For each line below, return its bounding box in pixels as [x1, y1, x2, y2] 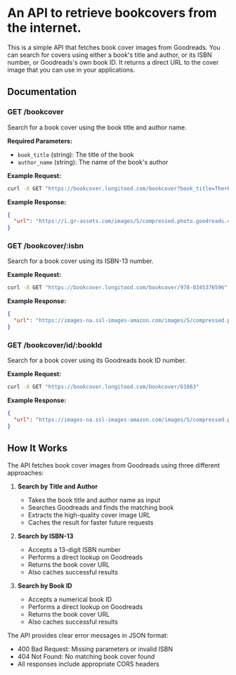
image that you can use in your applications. [7, 65, 136, 74]
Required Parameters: [7, 136, 72, 145]
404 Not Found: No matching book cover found [17, 652, 155, 660]
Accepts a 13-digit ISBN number [27, 545, 121, 553]
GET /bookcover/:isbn [7, 241, 84, 251]
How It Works [7, 442, 68, 454]
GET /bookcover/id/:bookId [7, 340, 103, 349]
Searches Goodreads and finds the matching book [27, 503, 174, 511]
